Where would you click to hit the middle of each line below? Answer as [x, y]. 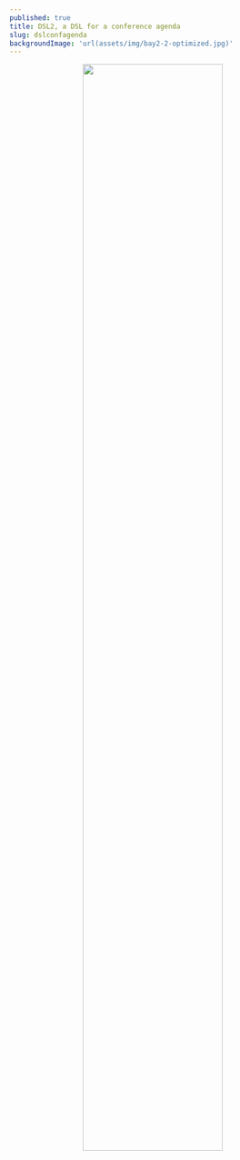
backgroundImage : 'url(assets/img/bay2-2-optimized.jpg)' [121, 43]
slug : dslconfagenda [49, 35]
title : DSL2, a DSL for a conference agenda [95, 26]
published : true [40, 18]
